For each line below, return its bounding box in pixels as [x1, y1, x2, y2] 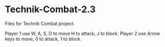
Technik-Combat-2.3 [5, 4, 96, 15]
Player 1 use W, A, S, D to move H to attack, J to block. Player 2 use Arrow [5, 30, 160, 36]
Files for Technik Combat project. [5, 20, 75, 27]
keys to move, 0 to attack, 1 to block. [5, 36, 82, 42]
